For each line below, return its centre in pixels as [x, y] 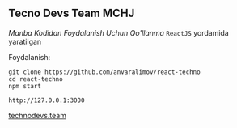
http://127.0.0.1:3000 [47, 100]
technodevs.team [38, 115]
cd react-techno [36, 79]
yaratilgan [25, 41]
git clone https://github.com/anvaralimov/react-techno [104, 72]
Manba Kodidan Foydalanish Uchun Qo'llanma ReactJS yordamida [118, 32]
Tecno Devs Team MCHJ [72, 13]
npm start [25, 86]
